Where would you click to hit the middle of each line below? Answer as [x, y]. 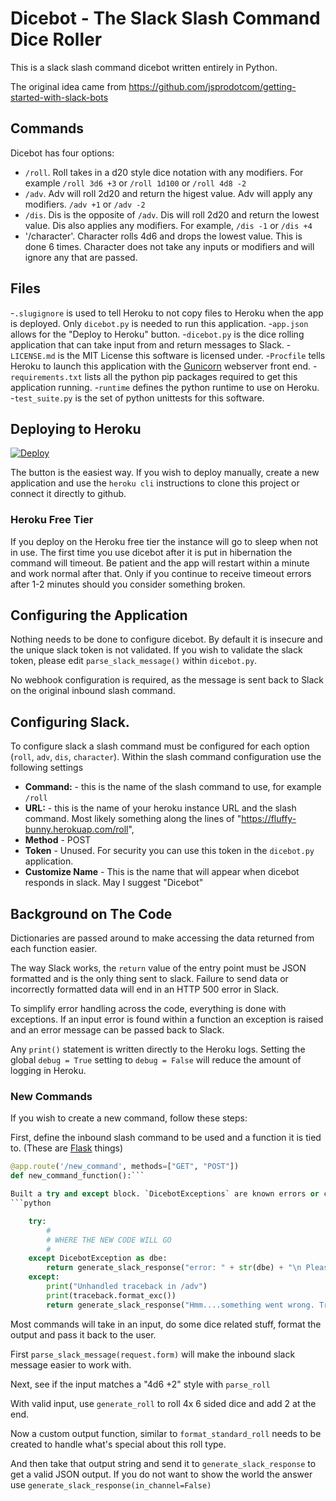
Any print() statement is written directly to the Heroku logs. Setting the [158, 1049]
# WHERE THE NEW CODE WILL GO [109, 1240]
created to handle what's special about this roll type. [118, 1444]
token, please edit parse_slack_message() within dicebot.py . [134, 661]
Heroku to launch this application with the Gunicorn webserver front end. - [164, 366]
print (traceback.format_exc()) [111, 1295]
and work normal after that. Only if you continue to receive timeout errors [161, 573]
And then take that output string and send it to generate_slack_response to [163, 1463]
